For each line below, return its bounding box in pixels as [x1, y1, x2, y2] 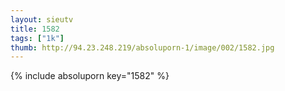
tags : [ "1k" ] [10, 33, 65, 43]
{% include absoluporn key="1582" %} [10, 70, 170, 82]
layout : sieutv [10, 14, 74, 25]
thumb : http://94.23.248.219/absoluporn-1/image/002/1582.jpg [10, 42, 275, 53]
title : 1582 [10, 24, 60, 34]
